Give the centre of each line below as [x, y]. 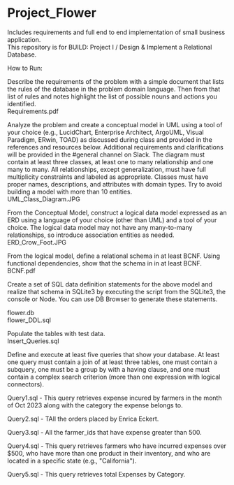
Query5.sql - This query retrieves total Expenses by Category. [96, 474]
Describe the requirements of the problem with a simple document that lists [116, 81]
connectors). [25, 384]
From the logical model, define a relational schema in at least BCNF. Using [114, 256]
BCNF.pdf [22, 270]
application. [24, 39]
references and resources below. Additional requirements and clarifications [115, 147]
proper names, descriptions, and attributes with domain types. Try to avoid [115, 184]
